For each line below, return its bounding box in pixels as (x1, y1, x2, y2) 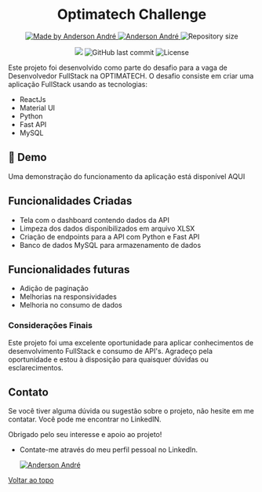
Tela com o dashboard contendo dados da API (19, 215, 170, 224)
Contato (8, 386, 49, 399)
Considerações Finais (8, 320, 93, 331)
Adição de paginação (19, 284, 89, 293)
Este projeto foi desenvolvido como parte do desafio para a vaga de (8, 63, 227, 72)
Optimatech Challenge (56, 5, 207, 24)
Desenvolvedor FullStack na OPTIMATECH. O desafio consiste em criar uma (8, 71, 254, 80)
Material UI (19, 103, 56, 112)
